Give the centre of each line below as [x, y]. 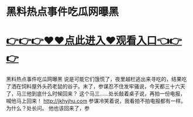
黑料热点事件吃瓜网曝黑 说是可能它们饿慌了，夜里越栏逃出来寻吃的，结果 [94, 79]
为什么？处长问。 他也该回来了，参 [48, 108]
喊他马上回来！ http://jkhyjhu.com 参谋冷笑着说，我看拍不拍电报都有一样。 [96, 101]
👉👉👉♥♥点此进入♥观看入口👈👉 [94, 41]
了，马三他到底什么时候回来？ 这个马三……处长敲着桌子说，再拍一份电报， [96, 94]
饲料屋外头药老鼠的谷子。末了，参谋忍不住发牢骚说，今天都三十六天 [103, 86]
